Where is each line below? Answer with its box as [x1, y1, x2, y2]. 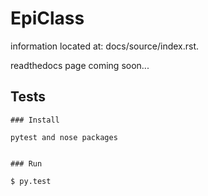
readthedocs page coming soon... [10, 59, 150, 71]
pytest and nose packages [10, 132, 118, 142]
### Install [10, 115, 60, 125]
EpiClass [10, 7, 85, 30]
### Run [10, 158, 43, 169]
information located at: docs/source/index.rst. [10, 40, 200, 52]
